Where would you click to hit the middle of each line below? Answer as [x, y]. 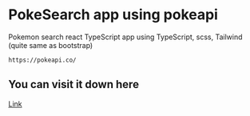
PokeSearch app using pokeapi [113, 15]
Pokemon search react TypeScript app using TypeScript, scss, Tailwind [125, 37]
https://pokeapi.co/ [43, 60]
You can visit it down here [74, 84]
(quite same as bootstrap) [51, 45]
